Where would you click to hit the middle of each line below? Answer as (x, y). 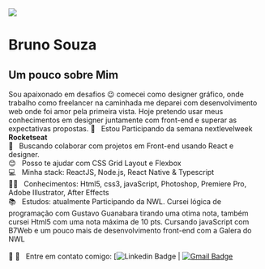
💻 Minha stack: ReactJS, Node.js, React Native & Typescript (111, 172)
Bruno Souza (53, 45)
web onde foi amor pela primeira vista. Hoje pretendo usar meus (116, 111)
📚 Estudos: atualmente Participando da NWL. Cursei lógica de (115, 201)
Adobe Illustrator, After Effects (59, 192)
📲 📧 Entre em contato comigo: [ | (94, 256)
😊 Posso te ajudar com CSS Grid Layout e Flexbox (95, 163)
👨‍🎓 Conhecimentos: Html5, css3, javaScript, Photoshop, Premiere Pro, (128, 184)
